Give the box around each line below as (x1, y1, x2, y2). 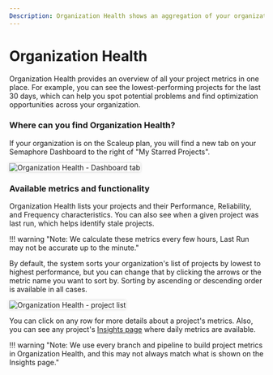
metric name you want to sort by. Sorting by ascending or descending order (9, 276, 262, 286)
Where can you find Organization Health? (9, 119, 176, 131)
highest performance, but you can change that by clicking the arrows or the (9, 267, 262, 277)
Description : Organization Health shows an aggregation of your (9, 11, 231, 20)
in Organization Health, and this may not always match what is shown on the (9, 349, 264, 359)
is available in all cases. (9, 285, 87, 295)
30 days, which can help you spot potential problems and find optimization (9, 91, 258, 101)
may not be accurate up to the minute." (9, 243, 140, 252)
